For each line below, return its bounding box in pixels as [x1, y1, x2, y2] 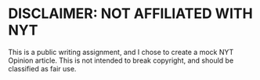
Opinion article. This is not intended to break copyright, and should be [8, 56, 234, 65]
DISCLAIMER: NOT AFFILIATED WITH [8, 5, 253, 23]
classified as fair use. [8, 64, 77, 73]
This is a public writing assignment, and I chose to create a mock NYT [8, 47, 234, 56]
